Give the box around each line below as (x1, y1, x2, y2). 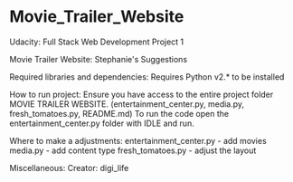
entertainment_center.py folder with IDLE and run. (9, 118, 194, 129)
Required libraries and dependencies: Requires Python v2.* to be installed (9, 71, 285, 82)
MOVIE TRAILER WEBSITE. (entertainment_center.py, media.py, (9, 98, 245, 110)
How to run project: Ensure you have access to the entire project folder (9, 89, 274, 100)
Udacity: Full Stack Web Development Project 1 (9, 36, 184, 47)
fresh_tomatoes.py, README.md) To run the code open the (9, 108, 229, 119)
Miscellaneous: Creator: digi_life (9, 162, 129, 173)
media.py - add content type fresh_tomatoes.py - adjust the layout (9, 145, 257, 156)
